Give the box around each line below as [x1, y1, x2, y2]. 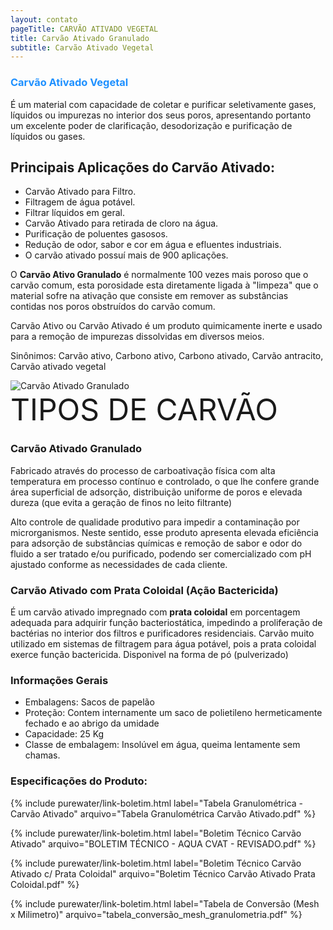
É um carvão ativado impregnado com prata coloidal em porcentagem [10, 606, 301, 618]
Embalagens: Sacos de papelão [24, 696, 155, 708]
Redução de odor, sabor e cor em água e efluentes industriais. [24, 239, 282, 251]
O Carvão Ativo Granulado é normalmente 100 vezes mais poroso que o [10, 269, 309, 281]
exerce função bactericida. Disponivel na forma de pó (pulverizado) [10, 648, 289, 660]
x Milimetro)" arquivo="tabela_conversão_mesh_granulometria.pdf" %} [10, 908, 303, 920]
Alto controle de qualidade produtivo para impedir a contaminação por [10, 516, 300, 528]
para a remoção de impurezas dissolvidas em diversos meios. [10, 331, 265, 343]
